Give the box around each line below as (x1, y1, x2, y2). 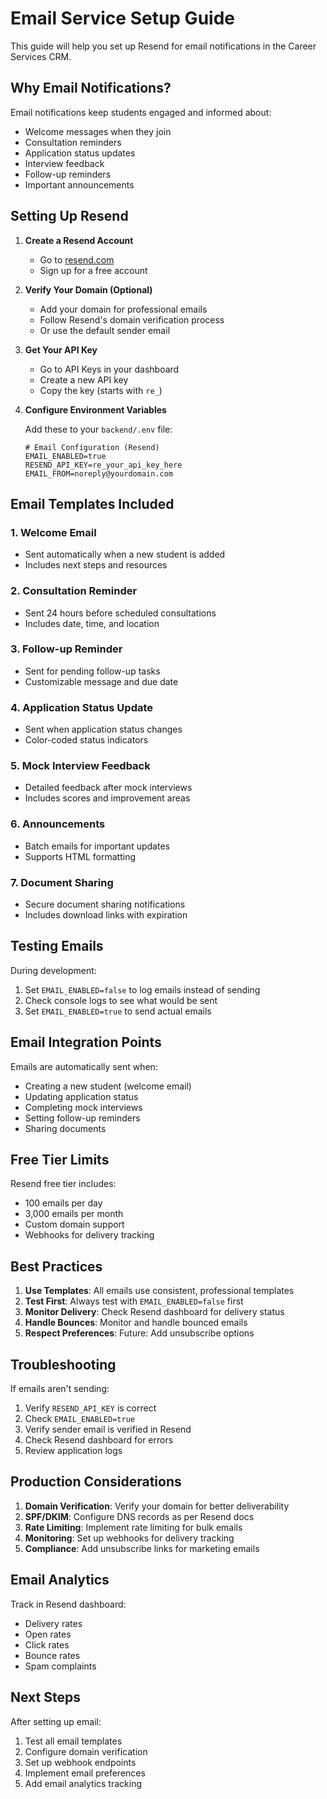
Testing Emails (10, 938, 104, 955)
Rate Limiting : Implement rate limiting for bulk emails (24, 1521, 243, 1533)
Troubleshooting (10, 1356, 117, 1373)
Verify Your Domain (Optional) (24, 283, 153, 296)
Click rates (24, 1638, 70, 1651)
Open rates (24, 1628, 72, 1640)
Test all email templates (24, 1735, 123, 1747)
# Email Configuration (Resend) (24, 442, 160, 452)
